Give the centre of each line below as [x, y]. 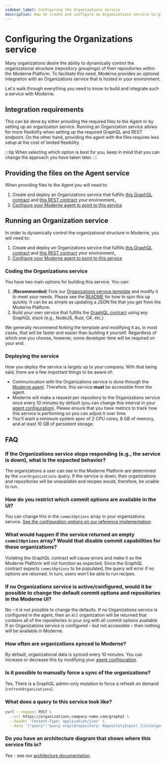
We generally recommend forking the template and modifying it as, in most [81, 328]
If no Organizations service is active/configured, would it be [79, 586]
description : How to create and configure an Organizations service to [80, 14]
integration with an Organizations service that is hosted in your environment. [83, 79]
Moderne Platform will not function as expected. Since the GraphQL [74, 563]
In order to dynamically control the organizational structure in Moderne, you [82, 233]
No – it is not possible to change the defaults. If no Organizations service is [81, 610]
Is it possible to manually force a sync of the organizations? [78, 673]
